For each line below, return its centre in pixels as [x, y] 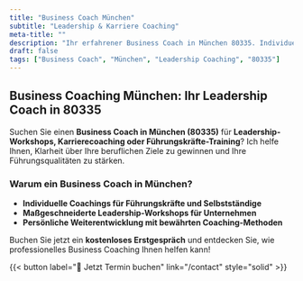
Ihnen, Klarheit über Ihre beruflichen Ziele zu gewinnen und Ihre [128, 150]
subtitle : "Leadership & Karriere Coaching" [94, 26]
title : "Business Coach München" [72, 18]
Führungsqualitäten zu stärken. [67, 160]
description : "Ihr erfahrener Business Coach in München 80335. [133, 43]
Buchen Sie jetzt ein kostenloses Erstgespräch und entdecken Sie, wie [142, 240]
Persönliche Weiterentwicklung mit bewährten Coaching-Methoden [152, 222]
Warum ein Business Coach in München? [101, 184]
